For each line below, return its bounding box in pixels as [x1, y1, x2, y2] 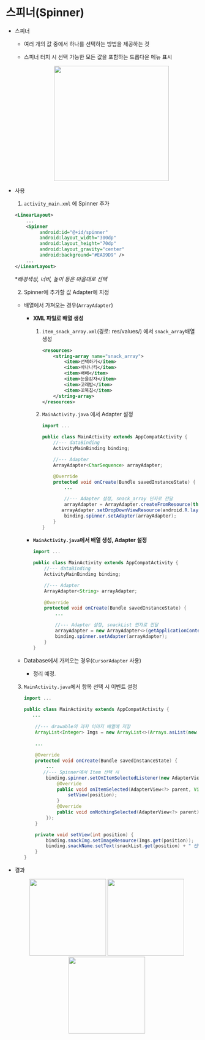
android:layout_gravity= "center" [39, 246, 125, 252]
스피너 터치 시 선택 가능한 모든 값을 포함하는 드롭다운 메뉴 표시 [23, 53, 173, 60]
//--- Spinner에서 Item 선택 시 [43, 769, 119, 775]
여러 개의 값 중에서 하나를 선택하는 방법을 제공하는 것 [23, 40, 150, 47]
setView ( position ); [67, 792, 117, 798]
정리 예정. [32, 670, 56, 677]
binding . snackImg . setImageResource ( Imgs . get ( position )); [45, 837, 194, 844]
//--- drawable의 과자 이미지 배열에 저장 [35, 723, 131, 729]
